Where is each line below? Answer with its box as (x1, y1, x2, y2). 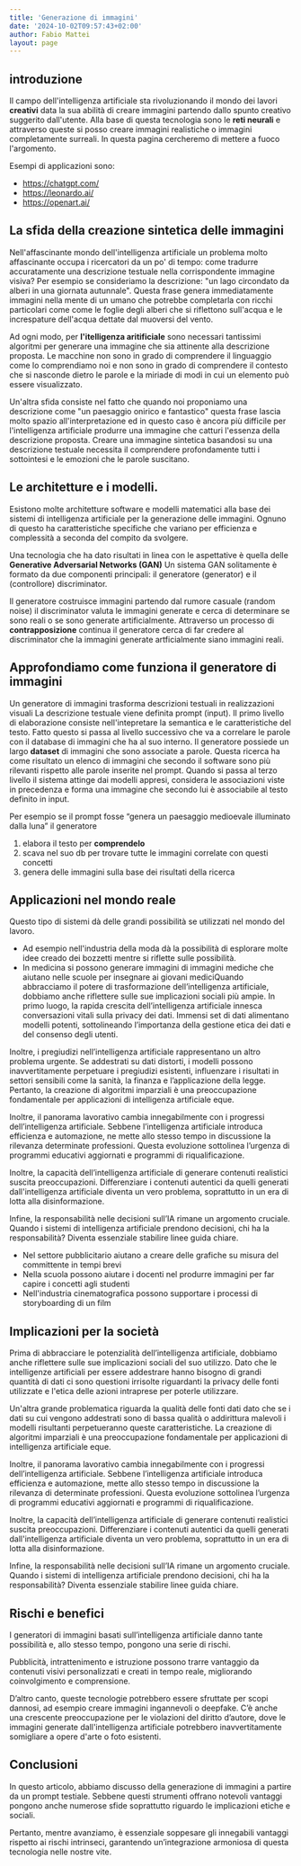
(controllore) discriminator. (9, 578, 108, 589)
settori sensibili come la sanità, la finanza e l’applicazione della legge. (9, 1075, 267, 1086)
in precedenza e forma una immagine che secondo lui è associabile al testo (9, 784, 288, 795)
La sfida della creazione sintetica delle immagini (9, 223, 285, 238)
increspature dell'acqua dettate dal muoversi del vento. (9, 314, 214, 324)
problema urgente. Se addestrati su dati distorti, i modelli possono (9, 1056, 253, 1067)
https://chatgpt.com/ (22, 178, 100, 189)
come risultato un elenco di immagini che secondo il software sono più (9, 755, 271, 766)
